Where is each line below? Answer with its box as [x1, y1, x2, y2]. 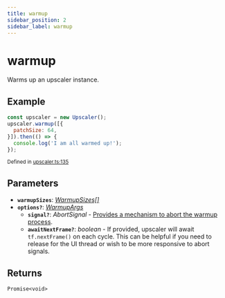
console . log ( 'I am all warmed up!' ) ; [13, 140, 123, 147]
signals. [27, 247, 50, 256]
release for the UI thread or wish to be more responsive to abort [27, 240, 210, 248]
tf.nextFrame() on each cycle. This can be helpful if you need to [27, 232, 213, 241]
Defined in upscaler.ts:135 [7, 158, 69, 166]
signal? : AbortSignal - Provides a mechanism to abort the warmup [27, 210, 218, 218]
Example [7, 95, 46, 107]
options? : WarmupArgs [17, 203, 84, 212]
